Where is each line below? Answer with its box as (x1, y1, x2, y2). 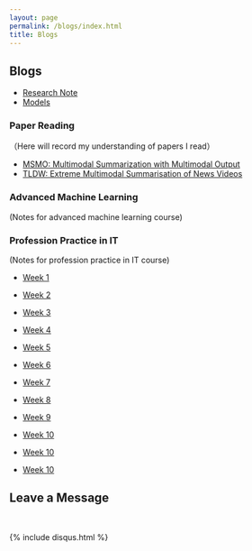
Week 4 (22, 325, 51, 335)
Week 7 (22, 377, 51, 388)
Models (22, 96, 51, 108)
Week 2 (22, 289, 51, 300)
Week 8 (22, 394, 51, 406)
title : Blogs (9, 30, 58, 39)
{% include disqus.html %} (9, 531, 109, 542)
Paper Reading (9, 119, 75, 132)
